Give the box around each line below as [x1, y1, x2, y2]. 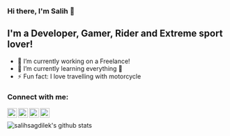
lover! [7, 38, 33, 51]
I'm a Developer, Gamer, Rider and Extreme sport [7, 28, 223, 40]
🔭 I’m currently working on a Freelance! [17, 57, 130, 65]
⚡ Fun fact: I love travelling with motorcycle [17, 72, 141, 80]
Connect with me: [7, 92, 69, 101]
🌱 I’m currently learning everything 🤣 [17, 64, 123, 72]
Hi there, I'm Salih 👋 [7, 6, 75, 16]
